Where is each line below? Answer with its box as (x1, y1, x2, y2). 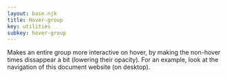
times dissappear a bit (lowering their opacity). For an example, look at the (7, 56, 219, 64)
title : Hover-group (7, 17, 64, 23)
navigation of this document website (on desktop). (7, 63, 151, 71)
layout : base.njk (7, 10, 57, 17)
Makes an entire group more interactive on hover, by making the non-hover (7, 48, 221, 57)
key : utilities (7, 23, 51, 30)
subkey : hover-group (7, 29, 67, 37)
